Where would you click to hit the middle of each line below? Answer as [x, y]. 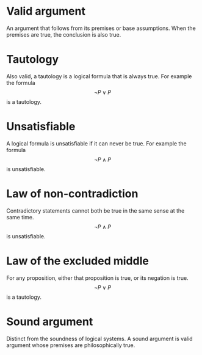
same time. [20, 217]
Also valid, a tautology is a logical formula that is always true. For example [99, 76]
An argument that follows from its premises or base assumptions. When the [101, 28]
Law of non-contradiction [72, 194]
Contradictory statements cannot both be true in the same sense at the [96, 210]
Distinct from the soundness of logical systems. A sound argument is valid [100, 339]
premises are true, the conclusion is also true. [64, 34]
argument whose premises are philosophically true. [71, 345]
